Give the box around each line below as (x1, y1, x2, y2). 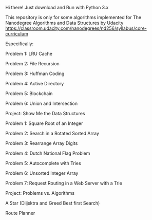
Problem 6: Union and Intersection (5, 100, 78, 106)
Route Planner (5, 210, 35, 216)
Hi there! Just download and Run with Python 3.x (5, 5, 109, 10)
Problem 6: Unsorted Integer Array (5, 170, 79, 176)
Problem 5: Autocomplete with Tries (5, 160, 81, 166)
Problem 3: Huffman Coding (5, 70, 65, 77)
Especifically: (5, 41, 34, 47)
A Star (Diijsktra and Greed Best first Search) (5, 200, 100, 206)
